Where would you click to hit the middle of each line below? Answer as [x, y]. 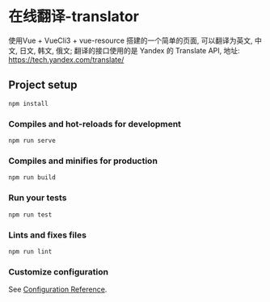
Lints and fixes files [48, 235]
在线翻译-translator [74, 17]
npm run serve [32, 141]
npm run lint [30, 251]
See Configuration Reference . [58, 289]
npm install [28, 103]
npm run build [32, 178]
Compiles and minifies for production [83, 161]
